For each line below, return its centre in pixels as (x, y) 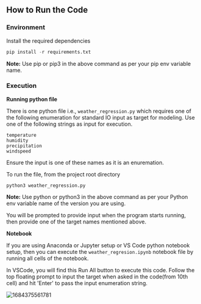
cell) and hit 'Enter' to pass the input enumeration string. (77, 283)
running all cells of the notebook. (48, 258)
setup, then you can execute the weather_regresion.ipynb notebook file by (100, 252)
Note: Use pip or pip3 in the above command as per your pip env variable (99, 63)
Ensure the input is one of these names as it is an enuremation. (85, 162)
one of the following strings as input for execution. (69, 124)
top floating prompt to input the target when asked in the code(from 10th (97, 277)
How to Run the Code (47, 10)
